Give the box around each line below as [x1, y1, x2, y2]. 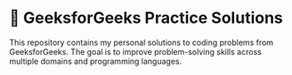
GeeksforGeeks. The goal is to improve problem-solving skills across [9, 46, 263, 56]
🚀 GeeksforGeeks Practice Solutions [9, 8, 283, 28]
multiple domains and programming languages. [9, 56, 182, 66]
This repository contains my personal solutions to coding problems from [9, 37, 274, 48]
